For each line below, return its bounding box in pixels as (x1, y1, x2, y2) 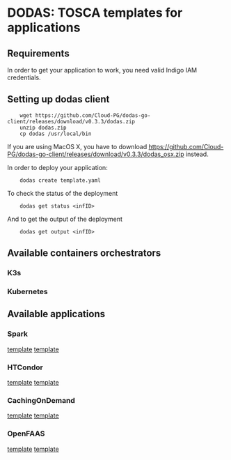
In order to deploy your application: (7, 163, 108, 171)
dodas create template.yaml (19, 176, 101, 184)
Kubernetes (7, 287, 48, 297)
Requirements (7, 47, 70, 59)
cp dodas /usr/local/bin (19, 130, 92, 137)
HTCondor (7, 362, 43, 372)
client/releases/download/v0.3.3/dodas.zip (7, 118, 136, 125)
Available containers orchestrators (7, 247, 161, 259)
